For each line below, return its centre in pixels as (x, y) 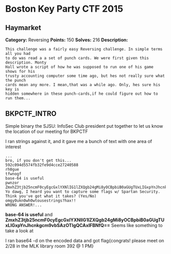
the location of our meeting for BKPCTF (47, 131)
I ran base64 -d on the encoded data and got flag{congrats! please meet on (85, 240)
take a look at (20, 231)
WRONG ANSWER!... (24, 205)
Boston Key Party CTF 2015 (64, 9)
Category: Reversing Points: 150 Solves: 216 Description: (67, 40)
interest (13, 147)
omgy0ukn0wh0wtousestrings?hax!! (41, 201)
